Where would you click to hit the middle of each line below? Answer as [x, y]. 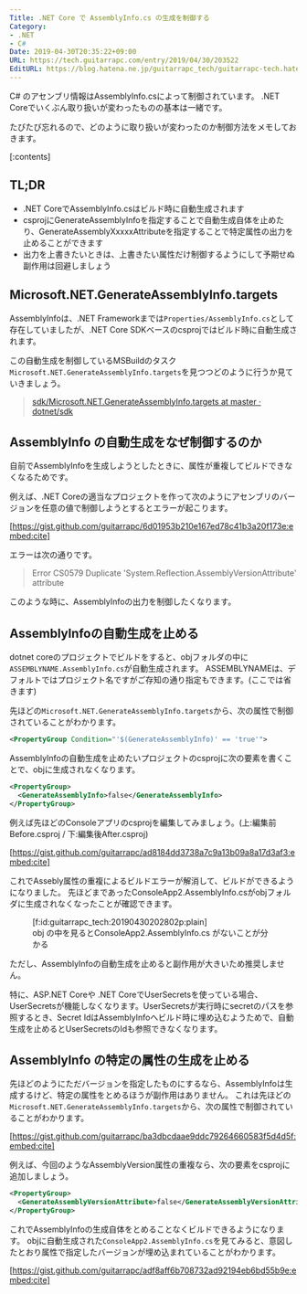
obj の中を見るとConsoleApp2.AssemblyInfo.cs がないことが [146, 932]
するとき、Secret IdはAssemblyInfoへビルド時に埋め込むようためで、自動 [155, 1017]
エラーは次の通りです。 [53, 555]
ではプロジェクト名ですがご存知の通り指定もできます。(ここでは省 [166, 680]
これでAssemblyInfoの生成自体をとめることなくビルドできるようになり [143, 1229]
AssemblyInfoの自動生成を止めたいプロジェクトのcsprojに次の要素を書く [147, 758]
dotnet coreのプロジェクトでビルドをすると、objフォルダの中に [129, 657]
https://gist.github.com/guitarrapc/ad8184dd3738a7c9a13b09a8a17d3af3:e [153, 852]
